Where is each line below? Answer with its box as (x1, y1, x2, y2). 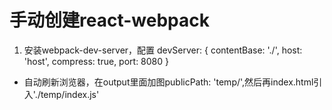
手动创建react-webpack (9, 9, 210, 32)
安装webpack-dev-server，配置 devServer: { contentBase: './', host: (23, 44, 303, 56)
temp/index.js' (40, 88, 100, 100)
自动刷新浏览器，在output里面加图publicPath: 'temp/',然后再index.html (23, 76, 314, 88)
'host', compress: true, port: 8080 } (23, 55, 169, 67)
